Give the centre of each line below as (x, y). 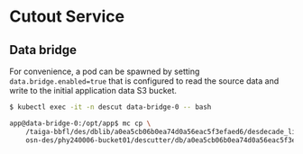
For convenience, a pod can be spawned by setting (105, 71)
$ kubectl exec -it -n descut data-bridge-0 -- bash (110, 107)
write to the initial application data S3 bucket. (93, 91)
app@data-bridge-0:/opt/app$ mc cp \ (80, 123)
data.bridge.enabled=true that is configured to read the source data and (144, 81)
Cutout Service (67, 17)
